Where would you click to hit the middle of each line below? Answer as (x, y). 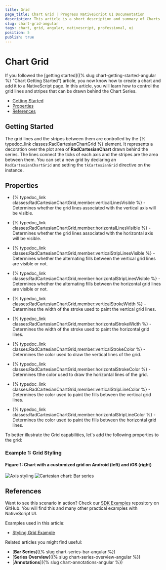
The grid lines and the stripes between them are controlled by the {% (75, 138)
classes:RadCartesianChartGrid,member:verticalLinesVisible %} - (79, 203)
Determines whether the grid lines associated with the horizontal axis (83, 233)
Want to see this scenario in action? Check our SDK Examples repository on (82, 503)
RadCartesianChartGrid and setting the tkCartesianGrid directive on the (78, 165)
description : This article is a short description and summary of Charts (83, 19)
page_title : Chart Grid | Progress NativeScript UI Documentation (75, 14)
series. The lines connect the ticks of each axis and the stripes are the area (82, 154)
